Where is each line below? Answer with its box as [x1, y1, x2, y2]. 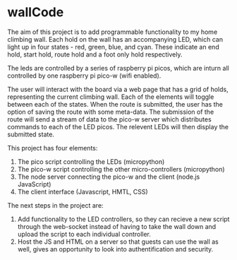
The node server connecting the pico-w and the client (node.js [17, 172, 200, 181]
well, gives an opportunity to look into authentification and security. [17, 244, 214, 253]
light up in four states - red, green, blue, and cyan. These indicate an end [7, 42, 220, 51]
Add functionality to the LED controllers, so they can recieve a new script [17, 215, 230, 223]
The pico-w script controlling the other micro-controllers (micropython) [17, 165, 225, 173]
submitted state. [7, 130, 55, 138]
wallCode [7, 4, 64, 20]
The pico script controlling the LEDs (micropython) [17, 157, 165, 166]
